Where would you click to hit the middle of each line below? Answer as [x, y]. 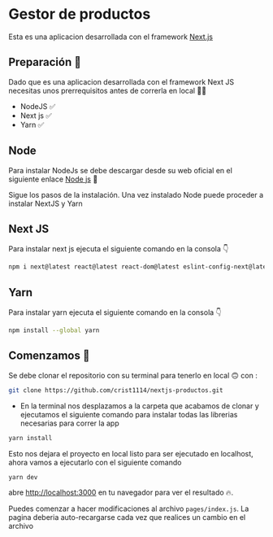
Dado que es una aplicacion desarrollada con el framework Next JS [121, 81]
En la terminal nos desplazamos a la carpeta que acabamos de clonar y [140, 406]
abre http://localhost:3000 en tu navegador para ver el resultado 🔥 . [121, 492]
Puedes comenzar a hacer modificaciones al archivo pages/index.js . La [129, 509]
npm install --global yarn [54, 330]
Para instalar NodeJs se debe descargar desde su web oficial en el [121, 170]
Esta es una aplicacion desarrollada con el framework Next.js [111, 37]
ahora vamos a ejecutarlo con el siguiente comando [95, 462]
